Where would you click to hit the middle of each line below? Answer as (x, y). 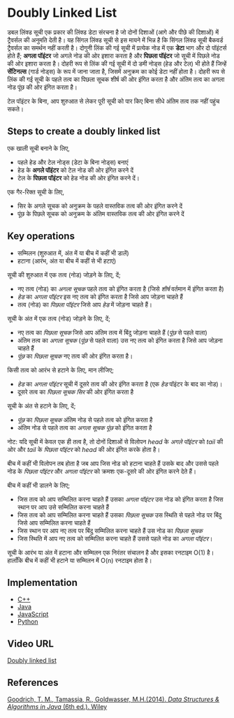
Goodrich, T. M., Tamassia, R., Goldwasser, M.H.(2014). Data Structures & (114, 699)
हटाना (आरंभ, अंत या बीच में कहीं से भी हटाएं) (67, 261)
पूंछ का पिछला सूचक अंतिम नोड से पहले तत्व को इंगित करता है (85, 420)
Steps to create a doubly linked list (84, 132)
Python (28, 622)
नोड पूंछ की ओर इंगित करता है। (43, 87)
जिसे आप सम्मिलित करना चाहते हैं (54, 522)
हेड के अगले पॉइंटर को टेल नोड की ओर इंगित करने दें (75, 170)
